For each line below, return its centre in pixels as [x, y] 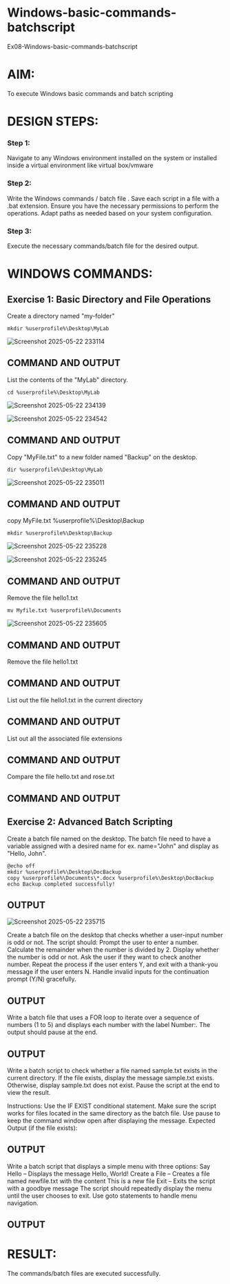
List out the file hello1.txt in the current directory [75, 700]
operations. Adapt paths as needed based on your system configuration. [110, 213]
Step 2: [20, 183]
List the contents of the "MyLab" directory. [68, 380]
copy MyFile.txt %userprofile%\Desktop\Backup [76, 521]
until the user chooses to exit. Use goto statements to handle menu [102, 1196]
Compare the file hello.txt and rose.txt [61, 777]
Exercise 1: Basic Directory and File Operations [109, 299]
